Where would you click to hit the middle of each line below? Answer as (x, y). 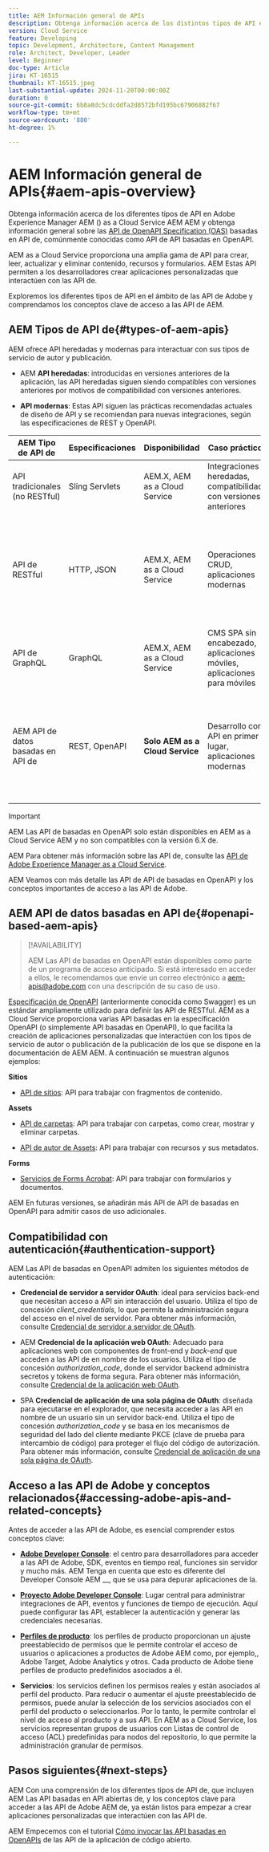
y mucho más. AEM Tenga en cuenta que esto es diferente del (122, 1570)
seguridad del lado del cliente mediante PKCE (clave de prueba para (132, 1435)
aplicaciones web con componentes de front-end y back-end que (128, 1351)
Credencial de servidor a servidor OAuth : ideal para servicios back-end (140, 1293)
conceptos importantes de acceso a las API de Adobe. (98, 888)
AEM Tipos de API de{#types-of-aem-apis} (119, 330)
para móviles (231, 683)
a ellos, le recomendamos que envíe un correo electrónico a (127, 978)
